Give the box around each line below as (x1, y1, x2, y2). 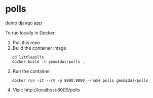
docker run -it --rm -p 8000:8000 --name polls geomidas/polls (12, 78, 148, 83)
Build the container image (12, 45, 66, 51)
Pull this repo (12, 39, 41, 46)
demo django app (5, 20, 42, 26)
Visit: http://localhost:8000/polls (12, 87, 80, 93)
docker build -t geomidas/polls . (12, 59, 85, 64)
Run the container (12, 68, 50, 74)
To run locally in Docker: (5, 29, 56, 36)
